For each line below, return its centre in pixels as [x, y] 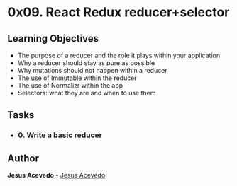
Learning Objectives [53, 39]
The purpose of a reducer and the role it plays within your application [119, 55]
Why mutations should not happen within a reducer [93, 70]
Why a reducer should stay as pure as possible [86, 63]
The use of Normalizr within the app [70, 85]
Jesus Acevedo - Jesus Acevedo [56, 175]
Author [23, 158]
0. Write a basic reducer [60, 135]
